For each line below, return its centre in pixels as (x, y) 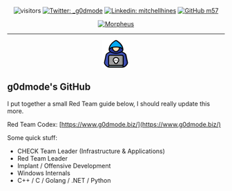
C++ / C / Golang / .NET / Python (64, 180)
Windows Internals (43, 173)
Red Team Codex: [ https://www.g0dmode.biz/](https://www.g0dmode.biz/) (114, 124)
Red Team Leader (42, 158)
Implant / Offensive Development (64, 165)
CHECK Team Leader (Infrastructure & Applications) (91, 151)
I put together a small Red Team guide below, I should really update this (109, 103)
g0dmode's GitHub (49, 87)
